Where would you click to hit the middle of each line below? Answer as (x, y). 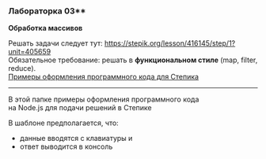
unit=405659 (30, 52)
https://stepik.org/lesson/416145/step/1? (170, 43)
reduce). (22, 68)
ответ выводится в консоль (66, 146)
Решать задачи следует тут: (55, 43)
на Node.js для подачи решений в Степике (80, 108)
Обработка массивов (46, 28)
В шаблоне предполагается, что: (63, 123)
